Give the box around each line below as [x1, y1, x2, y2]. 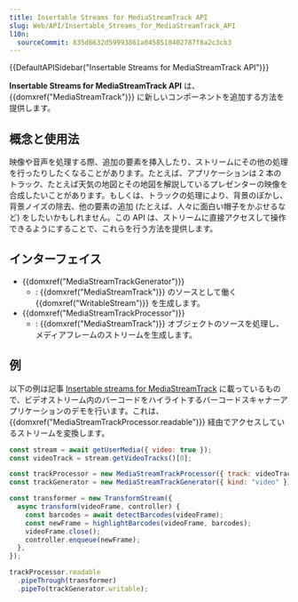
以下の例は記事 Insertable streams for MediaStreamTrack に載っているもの [9, 383, 281, 394]
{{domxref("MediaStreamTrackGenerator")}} [21, 276, 185, 286]
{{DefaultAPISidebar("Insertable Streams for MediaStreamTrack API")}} [9, 62, 270, 73]
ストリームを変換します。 [16, 428, 110, 438]
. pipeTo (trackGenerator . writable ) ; [17, 584, 149, 593]
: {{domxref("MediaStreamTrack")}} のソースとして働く [35, 286, 238, 297]
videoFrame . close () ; [25, 526, 101, 536]
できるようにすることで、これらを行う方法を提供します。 [9, 223, 218, 234]
